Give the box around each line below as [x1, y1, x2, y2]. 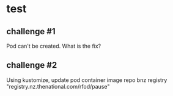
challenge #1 [6, 26, 56, 37]
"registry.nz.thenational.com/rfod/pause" [6, 83, 110, 90]
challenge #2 [6, 60, 57, 70]
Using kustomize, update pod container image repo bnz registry [6, 76, 167, 84]
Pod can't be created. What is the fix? [6, 42, 101, 50]
